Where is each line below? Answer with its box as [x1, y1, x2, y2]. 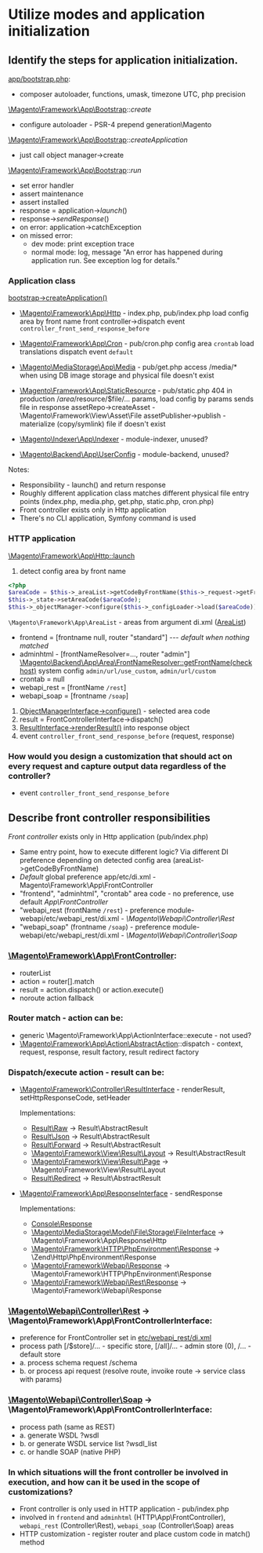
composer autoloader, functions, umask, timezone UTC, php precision [19, 90, 246, 99]
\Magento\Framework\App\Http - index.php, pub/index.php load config [19, 309, 249, 318]
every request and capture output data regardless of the [8, 761, 227, 772]
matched [19, 641, 49, 651]
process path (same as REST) [19, 1422, 116, 1431]
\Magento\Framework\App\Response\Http [31, 1236, 167, 1245]
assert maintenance [19, 189, 84, 198]
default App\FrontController [19, 897, 109, 907]
